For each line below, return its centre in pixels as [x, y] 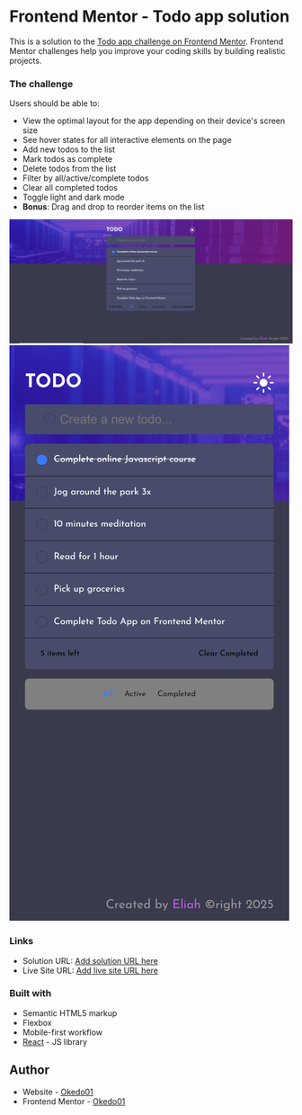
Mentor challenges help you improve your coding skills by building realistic [147, 50]
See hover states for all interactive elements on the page [127, 140]
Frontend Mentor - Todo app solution [150, 17]
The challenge [41, 84]
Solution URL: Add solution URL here [90, 960]
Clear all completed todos [70, 188]
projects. [26, 60]
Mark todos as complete [67, 159]
